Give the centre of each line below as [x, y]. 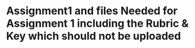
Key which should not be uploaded [94, 36]
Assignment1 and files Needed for [92, 11]
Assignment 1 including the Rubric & [97, 23]
